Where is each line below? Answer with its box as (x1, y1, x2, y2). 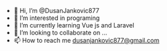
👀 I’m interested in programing (13, 14, 100, 22)
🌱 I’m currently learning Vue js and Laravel (13, 21, 135, 29)
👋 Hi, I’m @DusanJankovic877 (13, 7, 100, 14)
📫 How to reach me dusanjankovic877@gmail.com (13, 37, 160, 44)
